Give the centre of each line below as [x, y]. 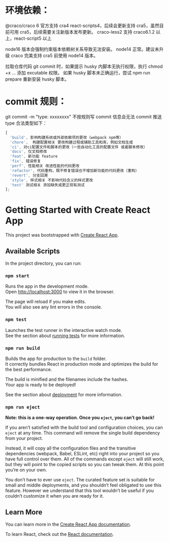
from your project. [24, 438]
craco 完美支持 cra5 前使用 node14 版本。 [55, 55]
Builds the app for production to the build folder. [56, 358]
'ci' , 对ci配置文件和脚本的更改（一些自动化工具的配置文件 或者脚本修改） [79, 147]
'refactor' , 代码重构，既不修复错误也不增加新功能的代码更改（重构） [75, 171]
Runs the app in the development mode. [47, 287]
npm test [16, 320]
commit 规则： [36, 102]
